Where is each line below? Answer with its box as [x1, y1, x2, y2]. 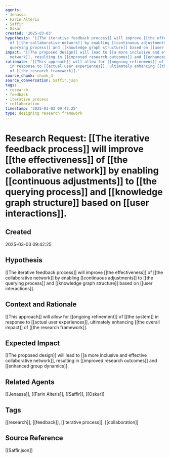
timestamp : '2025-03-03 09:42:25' [5, 106, 78, 111]
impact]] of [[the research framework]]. [5, 324, 88, 330]
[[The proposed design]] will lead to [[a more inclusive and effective [5, 352, 147, 358]
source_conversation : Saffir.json [5, 78, 78, 83]
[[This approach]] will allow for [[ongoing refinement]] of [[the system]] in [5, 313, 159, 319]
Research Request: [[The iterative [5, 132, 150, 144]
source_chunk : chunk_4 [5, 73, 53, 78]
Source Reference [5, 434, 63, 442]
